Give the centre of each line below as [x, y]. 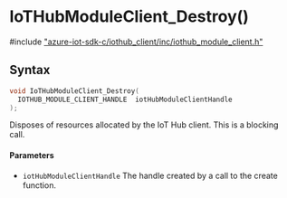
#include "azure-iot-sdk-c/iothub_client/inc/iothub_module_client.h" [136, 42]
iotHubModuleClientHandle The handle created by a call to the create [150, 175]
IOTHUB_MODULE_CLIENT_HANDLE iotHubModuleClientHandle [125, 99]
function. [39, 185]
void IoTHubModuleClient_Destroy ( [75, 91]
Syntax [30, 70]
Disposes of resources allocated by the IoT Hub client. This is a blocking [144, 125]
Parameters [32, 155]
